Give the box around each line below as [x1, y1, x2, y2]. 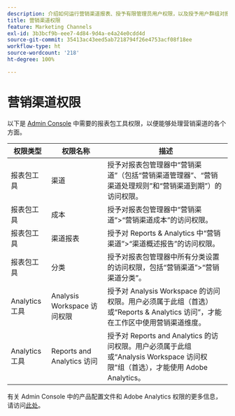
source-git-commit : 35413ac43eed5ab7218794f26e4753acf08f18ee [7, 36, 192, 43]
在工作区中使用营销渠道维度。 [107, 317, 206, 327]
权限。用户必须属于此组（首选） [107, 296, 213, 306]
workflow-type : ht [7, 43, 61, 50]
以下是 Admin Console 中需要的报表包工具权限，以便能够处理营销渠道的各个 [7, 119, 227, 127]
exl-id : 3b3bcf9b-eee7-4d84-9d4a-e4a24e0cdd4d [7, 29, 145, 37]
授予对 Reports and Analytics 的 [107, 330, 212, 340]
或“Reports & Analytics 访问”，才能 [107, 307, 222, 316]
